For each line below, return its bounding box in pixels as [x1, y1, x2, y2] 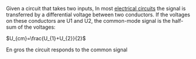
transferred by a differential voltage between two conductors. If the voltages [6, 11, 190, 18]
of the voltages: [17, 23, 56, 30]
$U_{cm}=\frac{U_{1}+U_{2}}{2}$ [6, 35, 86, 41]
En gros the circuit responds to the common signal [6, 46, 128, 53]
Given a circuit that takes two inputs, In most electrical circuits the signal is [6, 5, 186, 12]
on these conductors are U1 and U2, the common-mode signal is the [6, 18, 171, 24]
